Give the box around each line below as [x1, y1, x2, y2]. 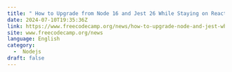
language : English [7, 36, 60, 43]
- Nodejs [13, 49, 41, 56]
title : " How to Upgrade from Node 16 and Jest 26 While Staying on [7, 10, 209, 17]
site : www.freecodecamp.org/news [7, 29, 104, 36]
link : [7, 23, 23, 29]
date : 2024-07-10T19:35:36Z [7, 16, 88, 23]
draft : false [7, 55, 45, 62]
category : [7, 42, 36, 49]
